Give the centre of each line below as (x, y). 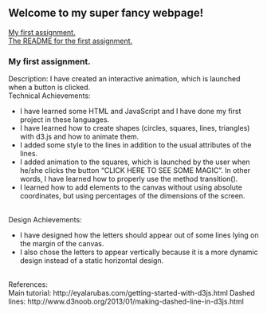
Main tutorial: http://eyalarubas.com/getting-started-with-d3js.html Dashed (132, 293)
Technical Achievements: (49, 96)
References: (28, 285)
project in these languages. (65, 120)
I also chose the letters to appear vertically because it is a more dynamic (139, 252)
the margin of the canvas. (62, 244)
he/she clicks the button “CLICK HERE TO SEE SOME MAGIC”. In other (135, 171)
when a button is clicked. (49, 88)
